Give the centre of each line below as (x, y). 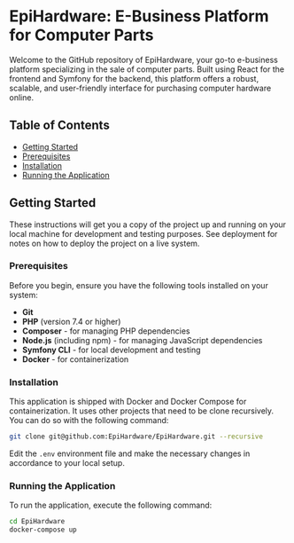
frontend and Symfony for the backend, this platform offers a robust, (134, 78)
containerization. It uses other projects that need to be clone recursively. (142, 411)
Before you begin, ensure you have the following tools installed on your (139, 285)
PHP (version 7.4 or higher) (71, 321)
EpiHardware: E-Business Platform (139, 16)
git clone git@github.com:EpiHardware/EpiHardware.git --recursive (136, 437)
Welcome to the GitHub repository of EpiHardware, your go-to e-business (144, 59)
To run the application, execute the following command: (111, 505)
